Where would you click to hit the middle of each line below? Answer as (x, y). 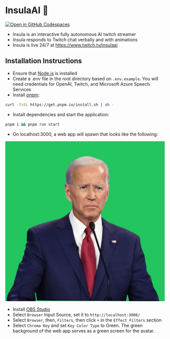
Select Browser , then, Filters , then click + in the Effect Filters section (87, 320)
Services (22, 89)
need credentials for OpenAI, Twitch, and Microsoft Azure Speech (81, 84)
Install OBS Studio (31, 309)
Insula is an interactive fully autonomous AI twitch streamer (74, 34)
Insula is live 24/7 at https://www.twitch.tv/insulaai (65, 45)
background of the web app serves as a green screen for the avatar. (83, 331)
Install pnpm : (26, 95)
